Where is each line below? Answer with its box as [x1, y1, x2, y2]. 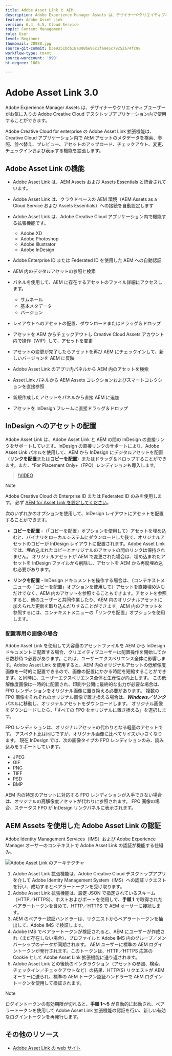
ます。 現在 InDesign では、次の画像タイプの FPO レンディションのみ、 [5, 737, 155, 744]
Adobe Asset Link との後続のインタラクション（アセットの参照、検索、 [12, 960, 163, 966]
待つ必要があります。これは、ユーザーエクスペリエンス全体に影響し [18, 656, 161, 662]
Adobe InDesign [20, 247, 55, 253]
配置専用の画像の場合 [5, 630, 58, 637]
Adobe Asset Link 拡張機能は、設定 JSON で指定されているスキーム [12, 890, 156, 896]
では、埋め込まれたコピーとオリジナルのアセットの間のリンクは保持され [12, 547, 165, 553]
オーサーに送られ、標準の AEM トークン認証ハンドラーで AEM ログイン [12, 973, 163, 979]
